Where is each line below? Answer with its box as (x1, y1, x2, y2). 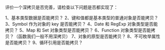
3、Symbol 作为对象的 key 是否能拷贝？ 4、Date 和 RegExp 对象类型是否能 (5, 21, 158, 27)
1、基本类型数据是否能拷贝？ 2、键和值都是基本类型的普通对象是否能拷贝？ (5, 15, 159, 21)
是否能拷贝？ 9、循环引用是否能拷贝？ (5, 40, 83, 46)
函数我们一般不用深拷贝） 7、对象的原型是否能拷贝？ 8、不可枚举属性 (18, 34, 161, 39)
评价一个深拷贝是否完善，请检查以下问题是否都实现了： (5, 4, 118, 10)
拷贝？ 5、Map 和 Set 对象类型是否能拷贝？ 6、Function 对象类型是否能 (5, 27, 151, 33)
